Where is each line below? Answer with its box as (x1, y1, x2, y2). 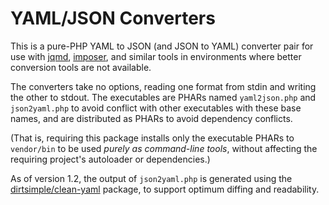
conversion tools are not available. (10, 61, 152, 73)
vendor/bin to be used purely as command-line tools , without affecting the (10, 142, 318, 154)
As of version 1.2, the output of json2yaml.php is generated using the (10, 172, 293, 184)
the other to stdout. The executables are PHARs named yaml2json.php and (10, 91, 317, 103)
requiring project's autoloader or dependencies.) (10, 153, 211, 165)
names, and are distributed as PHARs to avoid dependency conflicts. (10, 112, 293, 124)
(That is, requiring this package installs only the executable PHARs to (10, 132, 295, 144)
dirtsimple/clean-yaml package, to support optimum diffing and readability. (10, 183, 320, 195)
